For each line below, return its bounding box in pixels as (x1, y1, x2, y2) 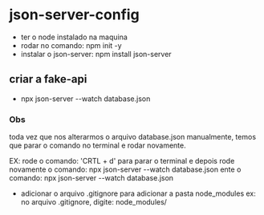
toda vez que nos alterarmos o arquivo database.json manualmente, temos (9, 132, 256, 142)
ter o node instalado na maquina (20, 32, 128, 42)
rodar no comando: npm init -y (20, 40, 123, 50)
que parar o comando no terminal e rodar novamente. (9, 140, 187, 150)
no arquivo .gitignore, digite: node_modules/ (20, 197, 168, 207)
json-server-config (9, 6, 140, 24)
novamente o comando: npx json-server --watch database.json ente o (9, 164, 242, 174)
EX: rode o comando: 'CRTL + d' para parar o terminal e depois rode (9, 156, 235, 166)
